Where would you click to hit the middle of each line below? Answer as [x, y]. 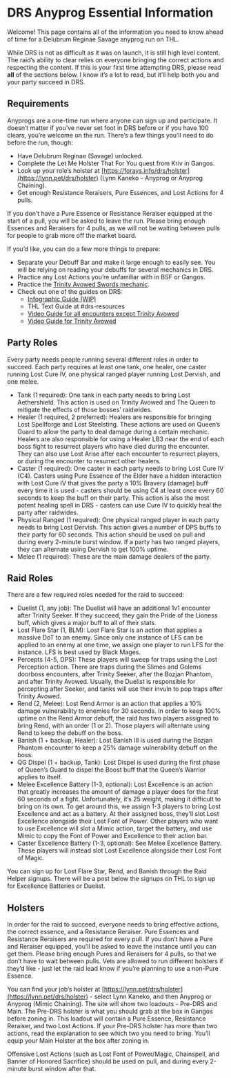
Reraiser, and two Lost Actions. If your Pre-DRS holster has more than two [112, 1026]
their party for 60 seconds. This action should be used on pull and [111, 535]
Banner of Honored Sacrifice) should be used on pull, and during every [108, 1061]
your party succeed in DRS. [46, 82]
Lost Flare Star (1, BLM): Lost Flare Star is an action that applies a [110, 630]
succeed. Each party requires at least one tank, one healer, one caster [107, 366]
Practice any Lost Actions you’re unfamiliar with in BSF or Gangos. [111, 277]
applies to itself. [40, 777]
